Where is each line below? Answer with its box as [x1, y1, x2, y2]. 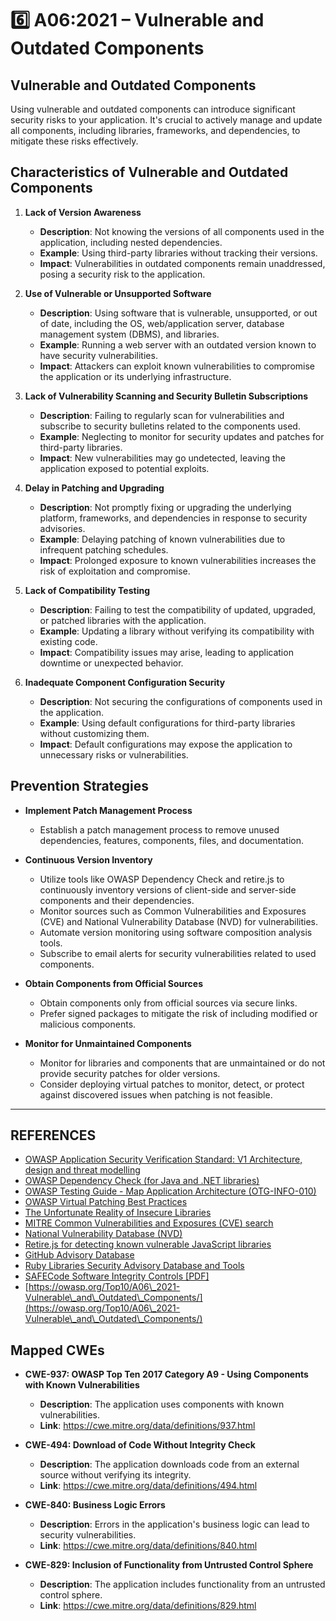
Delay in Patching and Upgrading [24, 482, 165, 494]
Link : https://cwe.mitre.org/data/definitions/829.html [39, 1600, 257, 1612]
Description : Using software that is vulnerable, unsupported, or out [39, 307, 318, 319]
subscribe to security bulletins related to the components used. [39, 420, 301, 432]
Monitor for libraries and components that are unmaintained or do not [39, 1057, 326, 1069]
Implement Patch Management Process [24, 804, 193, 816]
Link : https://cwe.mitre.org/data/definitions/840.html [39, 1540, 258, 1552]
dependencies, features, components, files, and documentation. [39, 834, 304, 846]
